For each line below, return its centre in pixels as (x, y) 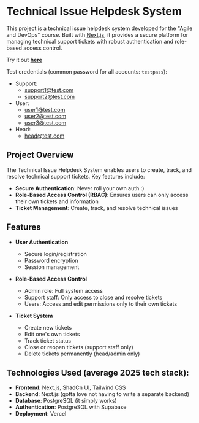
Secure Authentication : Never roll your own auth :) (80, 188)
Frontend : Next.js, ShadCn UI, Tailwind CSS (70, 387)
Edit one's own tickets (52, 334)
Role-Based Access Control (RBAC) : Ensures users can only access (102, 195)
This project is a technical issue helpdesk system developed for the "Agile (99, 28)
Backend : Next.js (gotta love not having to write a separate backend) (102, 394)
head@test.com (44, 136)
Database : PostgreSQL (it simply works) (66, 401)
